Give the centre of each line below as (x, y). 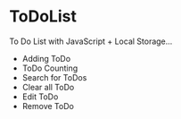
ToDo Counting (50, 68)
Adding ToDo (46, 58)
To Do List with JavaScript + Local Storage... (91, 41)
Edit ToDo (40, 97)
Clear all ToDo (48, 87)
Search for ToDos (54, 77)
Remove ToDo (48, 106)
